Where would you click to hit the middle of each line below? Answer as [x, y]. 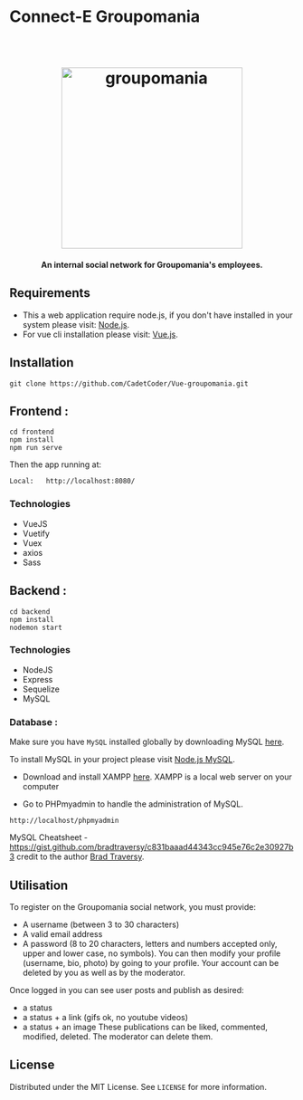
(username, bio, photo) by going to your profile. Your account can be [151, 962]
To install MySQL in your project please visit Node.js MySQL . [122, 760]
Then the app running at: [56, 464]
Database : [34, 722]
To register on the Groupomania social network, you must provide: [133, 906]
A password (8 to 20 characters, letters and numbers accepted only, [150, 943]
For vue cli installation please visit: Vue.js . [100, 334]
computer [41, 787]
